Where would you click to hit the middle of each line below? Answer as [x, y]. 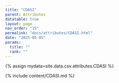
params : [13, 42]
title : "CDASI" [21, 10]
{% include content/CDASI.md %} [40, 75]
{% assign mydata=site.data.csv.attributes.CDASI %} [59, 66]
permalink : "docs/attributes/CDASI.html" [49, 33]
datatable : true [22, 19]
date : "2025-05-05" [25, 38]
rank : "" [19, 51]
